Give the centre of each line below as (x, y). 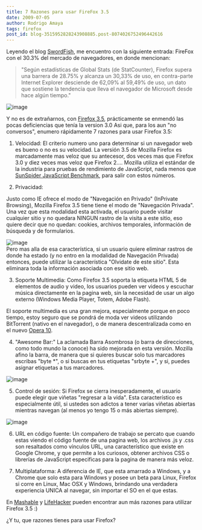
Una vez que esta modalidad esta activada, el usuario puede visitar (90, 212)
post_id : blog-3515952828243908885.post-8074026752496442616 (85, 34)
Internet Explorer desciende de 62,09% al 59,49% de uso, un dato (103, 83)
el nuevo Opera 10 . (30, 331)
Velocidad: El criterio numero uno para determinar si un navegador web (104, 143)
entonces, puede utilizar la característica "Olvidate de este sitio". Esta (93, 262)
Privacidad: (29, 187)
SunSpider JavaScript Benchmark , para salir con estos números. (95, 175)
